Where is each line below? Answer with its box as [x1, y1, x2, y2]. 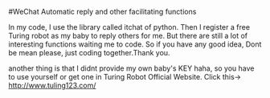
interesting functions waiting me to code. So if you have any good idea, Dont [8, 39, 262, 49]
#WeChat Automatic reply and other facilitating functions [8, 7, 197, 16]
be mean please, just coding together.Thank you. [8, 48, 170, 57]
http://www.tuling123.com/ [8, 80, 96, 90]
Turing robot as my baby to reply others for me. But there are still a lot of [8, 31, 247, 40]
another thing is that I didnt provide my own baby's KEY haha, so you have [8, 63, 255, 73]
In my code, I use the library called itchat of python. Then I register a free [8, 22, 251, 31]
